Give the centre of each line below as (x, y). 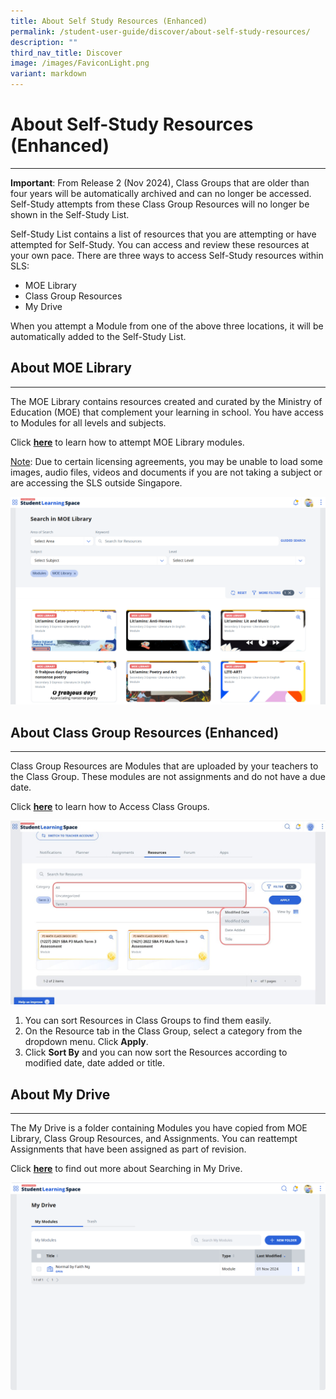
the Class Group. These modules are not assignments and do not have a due (168, 777)
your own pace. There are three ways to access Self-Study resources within (167, 255)
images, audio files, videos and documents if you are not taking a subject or (166, 472)
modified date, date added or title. (95, 1063)
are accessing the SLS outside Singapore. (96, 482)
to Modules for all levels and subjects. (88, 422)
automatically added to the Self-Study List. (98, 336)
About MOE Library (71, 368)
